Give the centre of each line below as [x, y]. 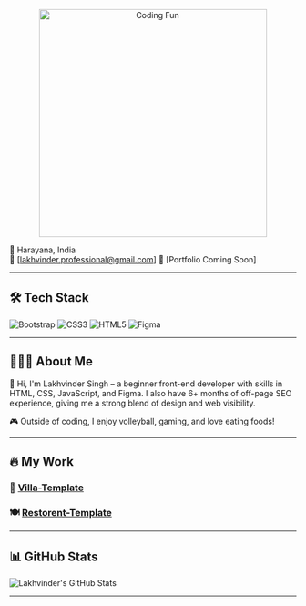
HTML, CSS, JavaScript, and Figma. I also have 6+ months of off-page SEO [151, 393]
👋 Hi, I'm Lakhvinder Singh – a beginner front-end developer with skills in [146, 384]
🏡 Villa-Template [47, 488]
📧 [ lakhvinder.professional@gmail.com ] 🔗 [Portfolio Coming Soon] [133, 259]
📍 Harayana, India [42, 250]
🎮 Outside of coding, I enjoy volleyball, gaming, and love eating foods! [142, 421]
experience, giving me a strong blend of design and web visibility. [133, 403]
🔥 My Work [42, 462]
